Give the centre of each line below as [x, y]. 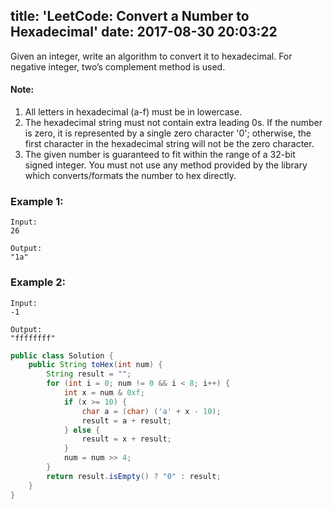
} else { [82, 430]
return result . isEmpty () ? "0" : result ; [134, 476]
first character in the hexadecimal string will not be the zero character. [169, 144]
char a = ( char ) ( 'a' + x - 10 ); [151, 411]
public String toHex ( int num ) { [95, 365]
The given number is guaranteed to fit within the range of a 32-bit [160, 155]
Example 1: [37, 201]
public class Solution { [62, 355]
